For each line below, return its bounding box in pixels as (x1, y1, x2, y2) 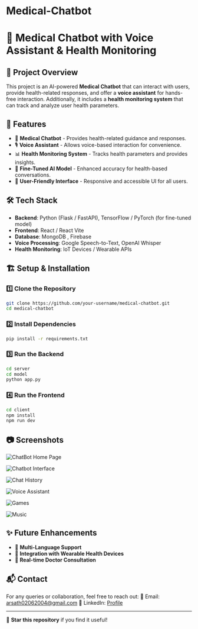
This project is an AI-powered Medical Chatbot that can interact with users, (6, 83, 190, 90)
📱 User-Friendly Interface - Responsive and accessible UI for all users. (14, 178, 188, 185)
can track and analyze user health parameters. (6, 102, 120, 109)
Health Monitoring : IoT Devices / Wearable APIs (14, 246, 132, 253)
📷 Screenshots (6, 435, 64, 445)
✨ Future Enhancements (6, 528, 97, 538)
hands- (165, 89, 183, 96)
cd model (6, 371, 28, 377)
